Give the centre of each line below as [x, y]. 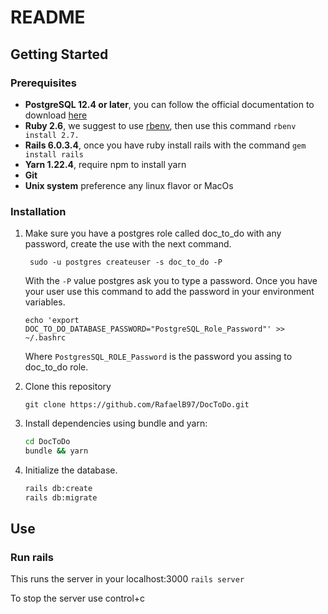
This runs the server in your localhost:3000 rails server [127, 579]
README [48, 17]
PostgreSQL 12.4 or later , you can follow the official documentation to [169, 104]
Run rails [32, 557]
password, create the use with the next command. [128, 244]
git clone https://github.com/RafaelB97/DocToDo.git [137, 405]
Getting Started [59, 54]
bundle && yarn [56, 451]
